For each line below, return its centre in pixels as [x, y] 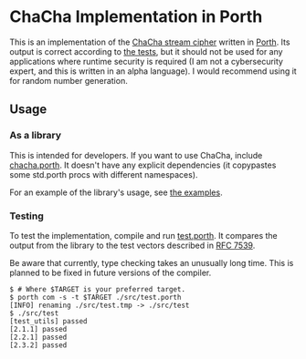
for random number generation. [69, 80]
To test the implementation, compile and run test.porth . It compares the [144, 235]
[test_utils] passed [49, 321]
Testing [26, 216]
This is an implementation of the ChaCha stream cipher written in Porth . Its [150, 42]
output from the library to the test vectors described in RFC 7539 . [132, 245]
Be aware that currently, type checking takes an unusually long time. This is [152, 262]
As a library [36, 136]
